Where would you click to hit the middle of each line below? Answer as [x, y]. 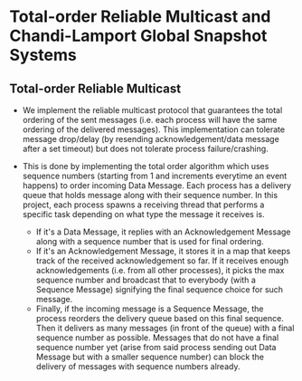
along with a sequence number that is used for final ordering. [150, 241]
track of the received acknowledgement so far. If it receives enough [162, 261]
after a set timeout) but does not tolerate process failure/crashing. [145, 148]
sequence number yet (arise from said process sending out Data [156, 347]
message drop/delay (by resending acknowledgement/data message [151, 139]
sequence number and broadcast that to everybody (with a [146, 280]
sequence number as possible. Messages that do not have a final [157, 338]
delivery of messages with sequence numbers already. [138, 367]
